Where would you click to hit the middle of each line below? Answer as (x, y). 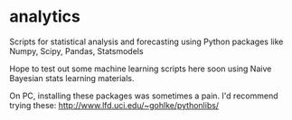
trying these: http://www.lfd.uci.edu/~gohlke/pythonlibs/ (114, 105)
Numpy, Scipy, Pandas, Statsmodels (76, 51)
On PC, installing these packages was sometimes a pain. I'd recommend (144, 96)
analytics (45, 17)
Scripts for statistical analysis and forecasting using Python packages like (146, 42)
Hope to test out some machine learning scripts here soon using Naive (141, 69)
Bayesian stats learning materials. (72, 78)
